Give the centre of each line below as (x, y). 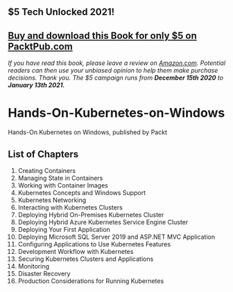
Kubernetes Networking (52, 200)
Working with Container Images (63, 185)
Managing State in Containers (60, 178)
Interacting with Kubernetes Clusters (70, 207)
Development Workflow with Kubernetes (76, 251)
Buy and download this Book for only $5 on (102, 36)
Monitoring (33, 266)
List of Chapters (43, 154)
